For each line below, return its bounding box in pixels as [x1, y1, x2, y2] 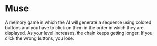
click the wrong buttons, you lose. [5, 35, 74, 41]
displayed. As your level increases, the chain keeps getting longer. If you [5, 30, 153, 36]
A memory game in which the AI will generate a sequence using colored [5, 19, 152, 25]
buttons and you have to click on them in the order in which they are [5, 24, 144, 30]
